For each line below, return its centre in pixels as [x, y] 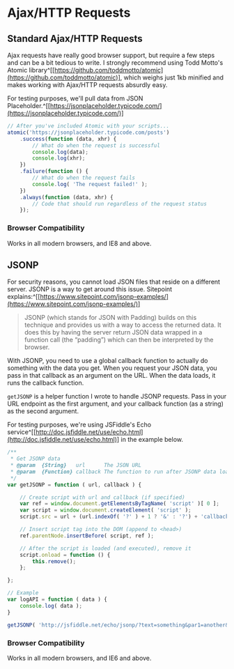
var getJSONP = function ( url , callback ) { [74, 485]
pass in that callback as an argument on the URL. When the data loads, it [111, 376]
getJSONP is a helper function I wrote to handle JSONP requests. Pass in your [117, 397]
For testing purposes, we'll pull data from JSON [75, 98]
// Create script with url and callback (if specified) [103, 497]
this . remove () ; [54, 561]
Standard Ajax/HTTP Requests [75, 39]
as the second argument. [43, 411]
